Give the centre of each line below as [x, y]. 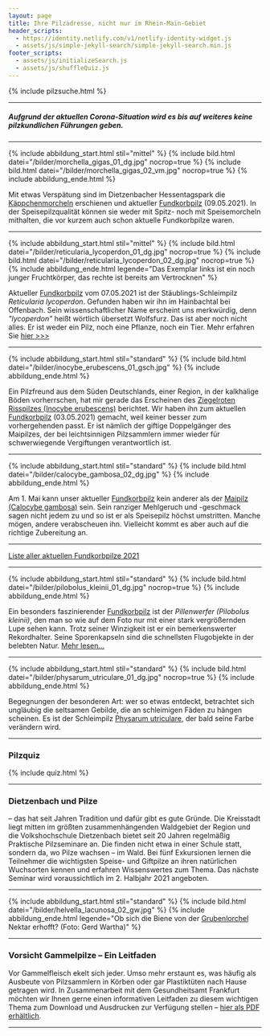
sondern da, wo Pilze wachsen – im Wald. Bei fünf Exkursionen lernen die [130, 853]
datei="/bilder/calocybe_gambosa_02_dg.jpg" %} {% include [109, 474]
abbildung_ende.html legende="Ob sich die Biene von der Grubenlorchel [129, 919]
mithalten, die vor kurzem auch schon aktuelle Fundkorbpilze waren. [121, 220]
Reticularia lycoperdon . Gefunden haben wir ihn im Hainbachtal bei [119, 301]
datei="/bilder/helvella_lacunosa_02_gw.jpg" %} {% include [106, 910]
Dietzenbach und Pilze [53, 801]
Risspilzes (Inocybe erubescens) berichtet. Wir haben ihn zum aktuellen [127, 408]
